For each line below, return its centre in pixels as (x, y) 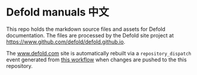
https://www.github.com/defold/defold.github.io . (66, 42)
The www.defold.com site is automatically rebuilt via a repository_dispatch (99, 53)
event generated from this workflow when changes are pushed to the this (96, 60)
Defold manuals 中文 (58, 12)
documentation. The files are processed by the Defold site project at (90, 35)
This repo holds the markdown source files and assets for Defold (86, 29)
